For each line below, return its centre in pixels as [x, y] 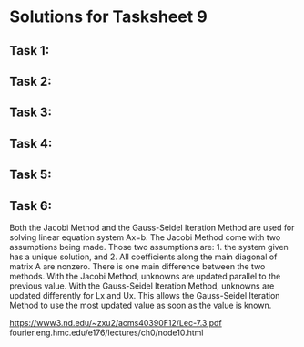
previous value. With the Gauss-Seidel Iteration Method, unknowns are [142, 286]
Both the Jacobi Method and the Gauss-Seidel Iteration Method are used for [152, 227]
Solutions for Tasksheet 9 [108, 17]
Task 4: [31, 143]
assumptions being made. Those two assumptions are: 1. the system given [149, 247]
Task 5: [30, 175]
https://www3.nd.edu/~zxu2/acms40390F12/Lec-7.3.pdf [116, 322]
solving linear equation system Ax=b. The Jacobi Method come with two [145, 237]
